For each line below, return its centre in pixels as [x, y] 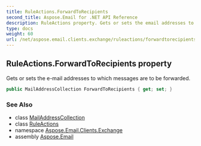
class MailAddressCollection [50, 117]
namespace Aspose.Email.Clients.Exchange [68, 130]
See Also [19, 104]
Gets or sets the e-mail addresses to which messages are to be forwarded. [98, 78]
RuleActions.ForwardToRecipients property [89, 64]
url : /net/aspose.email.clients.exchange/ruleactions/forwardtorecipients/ [103, 39]
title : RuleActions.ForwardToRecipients [57, 12]
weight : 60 [20, 34]
